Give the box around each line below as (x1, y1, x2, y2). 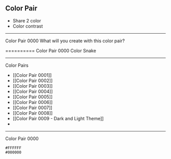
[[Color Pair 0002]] (12, 77, 53, 84)
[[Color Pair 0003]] (12, 83, 53, 89)
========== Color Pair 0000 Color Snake (5, 47, 97, 54)
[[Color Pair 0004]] (12, 88, 53, 94)
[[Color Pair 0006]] (12, 99, 53, 105)
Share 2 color (12, 17, 41, 23)
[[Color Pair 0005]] (12, 94, 53, 100)
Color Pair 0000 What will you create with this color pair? (5, 38, 125, 44)
